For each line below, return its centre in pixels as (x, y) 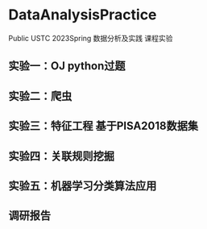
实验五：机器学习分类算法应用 (83, 186)
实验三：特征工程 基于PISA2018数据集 (103, 126)
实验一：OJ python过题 (67, 66)
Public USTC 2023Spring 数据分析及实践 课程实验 (91, 38)
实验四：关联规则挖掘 (61, 156)
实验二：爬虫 (40, 96)
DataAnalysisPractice (83, 15)
